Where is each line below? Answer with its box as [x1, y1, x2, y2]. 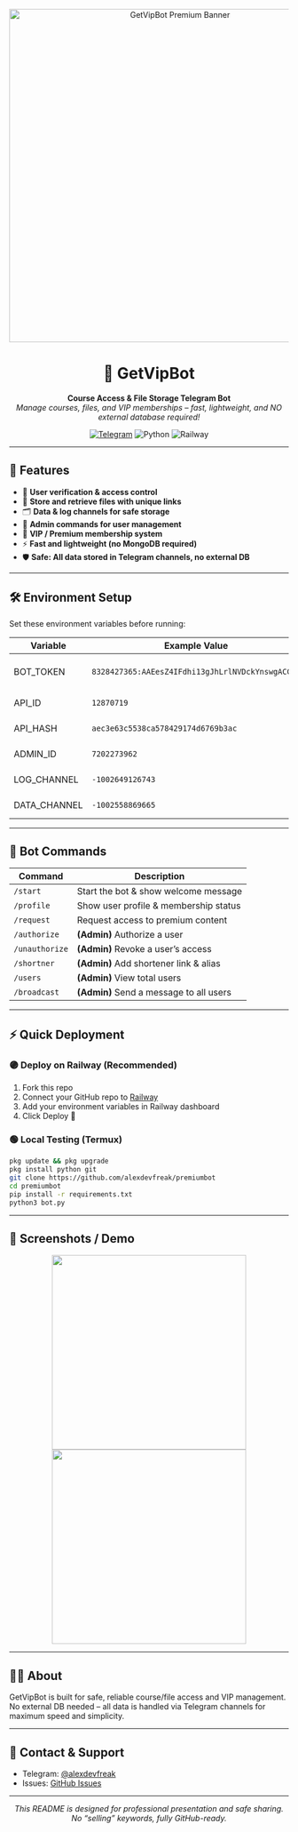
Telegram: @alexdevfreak [21, 1769, 116, 1780]
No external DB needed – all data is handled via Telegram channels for [9, 1701, 266, 1712]
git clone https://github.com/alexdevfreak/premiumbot [9, 1173, 216, 1182]
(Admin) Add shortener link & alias [76, 957, 221, 970]
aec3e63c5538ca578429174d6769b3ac [91, 723, 238, 733]
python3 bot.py [9, 1198, 66, 1207]
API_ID [13, 696, 42, 708]
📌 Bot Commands [9, 844, 107, 859]
